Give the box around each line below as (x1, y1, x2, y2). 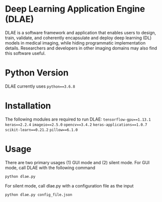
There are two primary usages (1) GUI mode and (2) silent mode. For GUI (5, 159, 150, 165)
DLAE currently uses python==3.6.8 (5, 83, 75, 89)
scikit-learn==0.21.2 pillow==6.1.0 (5, 127, 78, 132)
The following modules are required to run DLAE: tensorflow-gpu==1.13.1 (5, 116, 151, 122)
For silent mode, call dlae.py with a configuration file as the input (5, 183, 134, 188)
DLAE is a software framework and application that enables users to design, (5, 30, 156, 35)
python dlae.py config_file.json (5, 192, 73, 197)
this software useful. (5, 50, 46, 56)
